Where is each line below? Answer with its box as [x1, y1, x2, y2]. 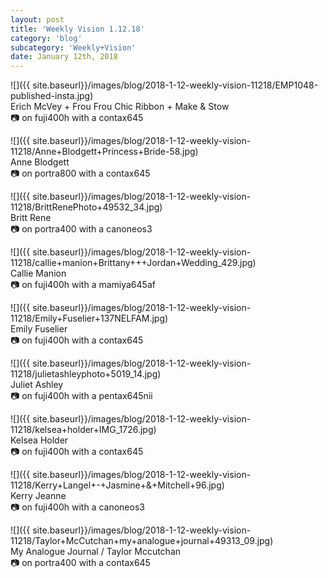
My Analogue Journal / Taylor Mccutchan [10, 546, 182, 558]
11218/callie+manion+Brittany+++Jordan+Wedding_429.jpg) [10, 257, 257, 269]
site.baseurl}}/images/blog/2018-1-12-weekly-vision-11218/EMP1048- [32, 79, 319, 91]
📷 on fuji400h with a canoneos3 [10, 501, 145, 513]
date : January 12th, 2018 [10, 52, 118, 62]
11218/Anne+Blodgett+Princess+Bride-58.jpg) [10, 146, 199, 158]
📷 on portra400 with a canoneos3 [10, 223, 153, 235]
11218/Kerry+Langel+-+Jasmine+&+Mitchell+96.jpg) [10, 479, 225, 491]
